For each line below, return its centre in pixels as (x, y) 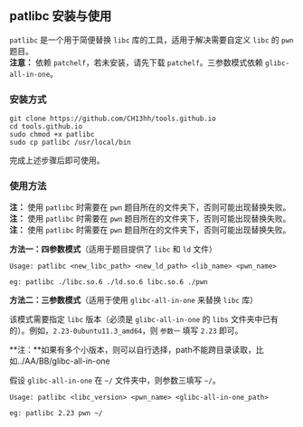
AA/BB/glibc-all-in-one (67, 361)
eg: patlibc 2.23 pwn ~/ (56, 413)
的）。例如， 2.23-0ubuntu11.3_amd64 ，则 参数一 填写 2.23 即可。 (126, 331)
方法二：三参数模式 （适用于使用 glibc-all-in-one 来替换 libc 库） (133, 300)
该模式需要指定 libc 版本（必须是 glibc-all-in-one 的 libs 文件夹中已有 (144, 319)
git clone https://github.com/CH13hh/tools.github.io (113, 119)
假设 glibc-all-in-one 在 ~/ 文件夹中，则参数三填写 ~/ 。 (115, 380)
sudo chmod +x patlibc (52, 135)
